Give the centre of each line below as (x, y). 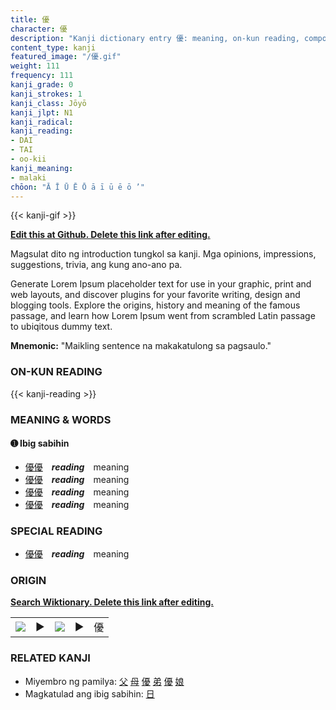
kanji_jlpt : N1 (42, 112)
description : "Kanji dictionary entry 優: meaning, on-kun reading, (155, 38)
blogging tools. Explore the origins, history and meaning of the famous (155, 305)
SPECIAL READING (56, 531)
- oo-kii (28, 159)
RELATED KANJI (50, 658)
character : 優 (39, 29)
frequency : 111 (42, 76)
